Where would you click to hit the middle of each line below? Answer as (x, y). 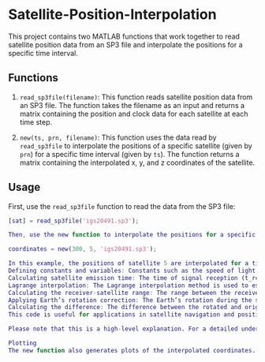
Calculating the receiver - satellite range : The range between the (119, 293)
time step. (36, 122)
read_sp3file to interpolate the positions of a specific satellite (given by (136, 146)
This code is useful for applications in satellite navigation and (121, 315)
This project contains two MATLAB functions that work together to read (124, 36)
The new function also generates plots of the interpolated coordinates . (132, 350)
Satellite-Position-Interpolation (112, 15)
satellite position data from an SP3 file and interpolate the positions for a (125, 44)
